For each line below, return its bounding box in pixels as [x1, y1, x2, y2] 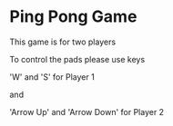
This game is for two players [9, 36, 117, 47]
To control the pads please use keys [9, 53, 146, 64]
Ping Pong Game [9, 6, 137, 27]
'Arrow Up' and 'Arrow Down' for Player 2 [9, 106, 165, 117]
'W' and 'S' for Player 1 [9, 71, 96, 82]
